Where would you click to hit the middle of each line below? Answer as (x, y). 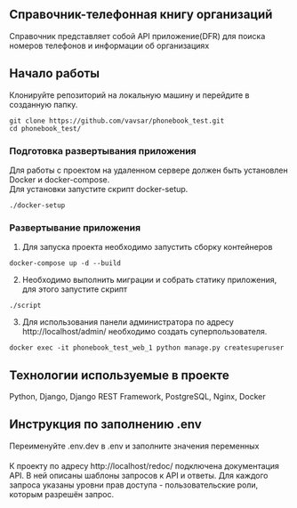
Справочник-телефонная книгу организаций (141, 15)
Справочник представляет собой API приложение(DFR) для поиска (137, 36)
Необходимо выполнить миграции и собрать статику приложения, (149, 280)
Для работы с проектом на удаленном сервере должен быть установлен (148, 170)
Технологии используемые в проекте (119, 375)
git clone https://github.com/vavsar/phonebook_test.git (117, 121)
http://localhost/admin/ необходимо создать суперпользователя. (144, 332)
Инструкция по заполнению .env (105, 425)
